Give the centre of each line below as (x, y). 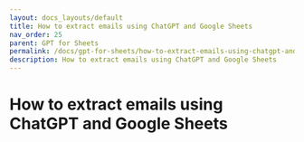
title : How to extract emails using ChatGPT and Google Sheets (131, 26)
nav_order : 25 (36, 34)
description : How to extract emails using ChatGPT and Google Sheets (143, 60)
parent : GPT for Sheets (54, 43)
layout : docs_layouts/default (66, 18)
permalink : (30, 52)
